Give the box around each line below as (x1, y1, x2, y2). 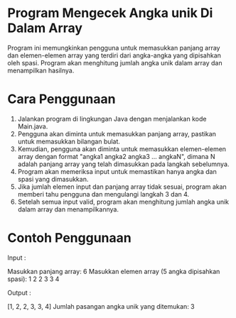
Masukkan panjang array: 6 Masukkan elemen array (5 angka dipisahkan (7, 267, 220, 275)
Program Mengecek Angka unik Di (7, 5, 213, 21)
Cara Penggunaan (7, 91, 116, 107)
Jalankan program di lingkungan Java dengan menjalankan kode (17, 114, 207, 123)
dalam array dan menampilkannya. (17, 204, 119, 214)
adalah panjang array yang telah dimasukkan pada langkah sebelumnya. (17, 160, 230, 168)
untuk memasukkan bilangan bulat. (17, 137, 121, 146)
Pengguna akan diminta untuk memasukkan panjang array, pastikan (17, 129, 217, 138)
